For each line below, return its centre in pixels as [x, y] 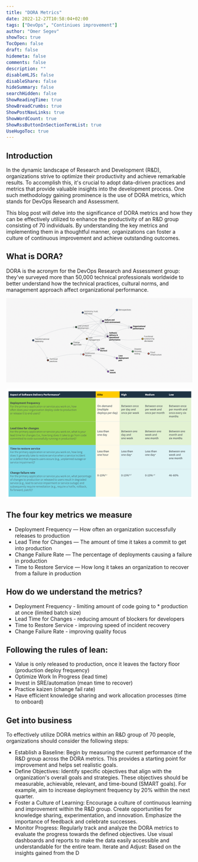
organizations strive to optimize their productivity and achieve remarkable [96, 176]
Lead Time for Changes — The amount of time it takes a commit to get [100, 542]
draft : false [22, 50]
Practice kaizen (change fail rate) [55, 689]
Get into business [39, 720]
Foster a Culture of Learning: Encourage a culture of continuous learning [103, 803]
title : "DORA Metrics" [34, 12]
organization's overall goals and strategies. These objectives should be [101, 777]
